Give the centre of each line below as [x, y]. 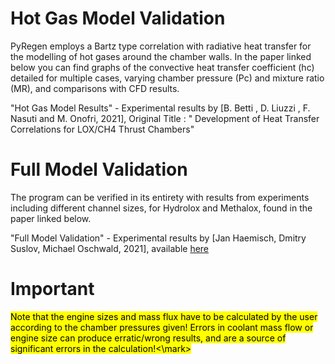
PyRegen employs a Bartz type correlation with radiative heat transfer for [161, 46]
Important [52, 289]
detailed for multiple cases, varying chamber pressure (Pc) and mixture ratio [167, 78]
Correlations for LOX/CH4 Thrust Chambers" [102, 129]
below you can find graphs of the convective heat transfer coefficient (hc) [162, 67]
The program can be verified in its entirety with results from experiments [160, 197]
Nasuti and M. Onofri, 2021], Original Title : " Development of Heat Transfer [165, 118]
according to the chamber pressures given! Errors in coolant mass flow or [162, 327]
